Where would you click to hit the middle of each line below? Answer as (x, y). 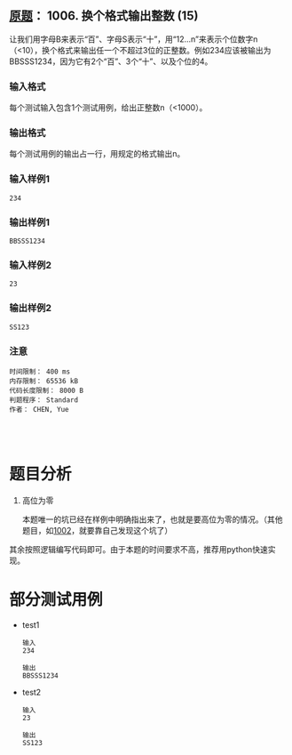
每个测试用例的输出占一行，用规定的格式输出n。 (97, 154)
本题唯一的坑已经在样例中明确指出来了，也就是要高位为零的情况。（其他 (152, 519)
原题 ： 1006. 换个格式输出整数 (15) (104, 16)
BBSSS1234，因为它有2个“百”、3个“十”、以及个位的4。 (111, 61)
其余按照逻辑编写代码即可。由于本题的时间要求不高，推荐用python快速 (138, 549)
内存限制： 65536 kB (43, 381)
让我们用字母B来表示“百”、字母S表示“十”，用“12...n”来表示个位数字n (134, 39)
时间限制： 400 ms (40, 372)
